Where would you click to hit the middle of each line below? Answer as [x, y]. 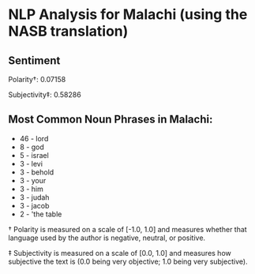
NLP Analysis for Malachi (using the [128, 15]
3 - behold [37, 172]
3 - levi [31, 163]
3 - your [33, 180]
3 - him [31, 189]
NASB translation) [68, 31]
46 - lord [34, 138]
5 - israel [34, 155]
